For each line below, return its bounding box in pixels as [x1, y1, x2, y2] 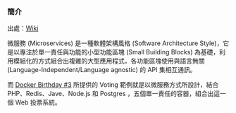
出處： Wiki [7, 24, 39, 32]
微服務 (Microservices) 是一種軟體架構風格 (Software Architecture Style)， [7, 39, 223, 47]
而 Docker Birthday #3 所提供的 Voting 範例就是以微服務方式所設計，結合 [7, 81, 219, 89]
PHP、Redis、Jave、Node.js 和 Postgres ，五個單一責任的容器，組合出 [7, 90, 214, 98]
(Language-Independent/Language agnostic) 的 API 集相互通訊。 [7, 66, 197, 74]
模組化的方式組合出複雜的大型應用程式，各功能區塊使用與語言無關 [13, 56, 205, 65]
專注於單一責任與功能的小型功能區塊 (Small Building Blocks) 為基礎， [19, 48, 220, 56]
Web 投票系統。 [15, 98, 61, 107]
